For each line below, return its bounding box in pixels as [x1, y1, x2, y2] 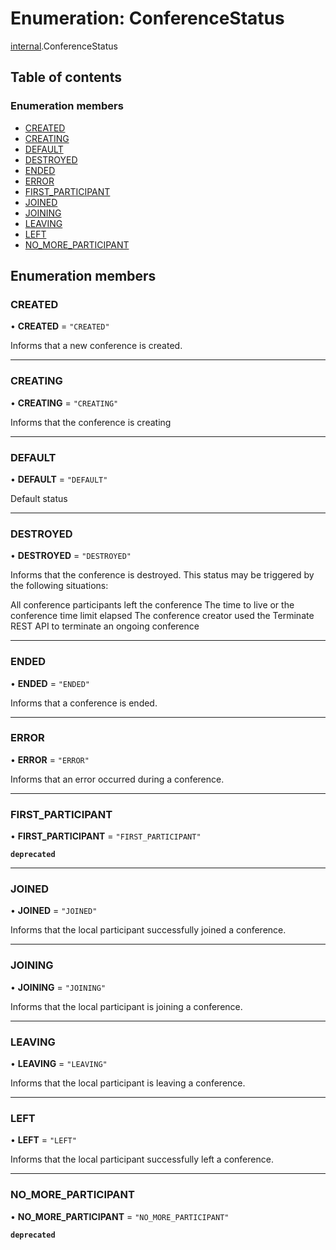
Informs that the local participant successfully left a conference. [10, 1153, 274, 1166]
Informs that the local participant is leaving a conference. [10, 1077, 246, 1089]
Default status [10, 492, 68, 504]
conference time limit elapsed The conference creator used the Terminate [10, 610, 315, 622]
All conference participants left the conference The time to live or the [10, 599, 295, 611]
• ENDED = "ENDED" [10, 677, 90, 689]
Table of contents [10, 69, 122, 86]
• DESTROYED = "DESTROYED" [10, 550, 132, 562]
